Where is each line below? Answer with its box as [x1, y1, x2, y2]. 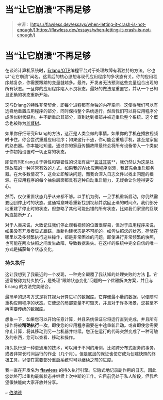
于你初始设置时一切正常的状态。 [5, 148, 69, 154]
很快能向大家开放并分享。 [9, 379, 61, 385]
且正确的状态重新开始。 [5, 92, 52, 97]
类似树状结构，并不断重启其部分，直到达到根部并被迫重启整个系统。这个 [9, 114, 154, 120]
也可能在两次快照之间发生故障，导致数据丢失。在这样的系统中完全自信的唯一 [5, 240, 158, 246]
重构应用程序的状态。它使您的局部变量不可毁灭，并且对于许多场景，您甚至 [5, 300, 154, 306]
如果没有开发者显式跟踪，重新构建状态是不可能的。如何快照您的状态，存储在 [5, 228, 158, 234]
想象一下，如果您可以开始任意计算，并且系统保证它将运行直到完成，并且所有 [5, 316, 158, 322]
